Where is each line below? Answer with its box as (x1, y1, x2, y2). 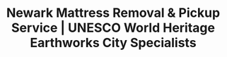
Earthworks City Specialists (29, 35, 197, 51)
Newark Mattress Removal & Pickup (6, 5, 221, 21)
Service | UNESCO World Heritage (11, 20, 216, 36)
